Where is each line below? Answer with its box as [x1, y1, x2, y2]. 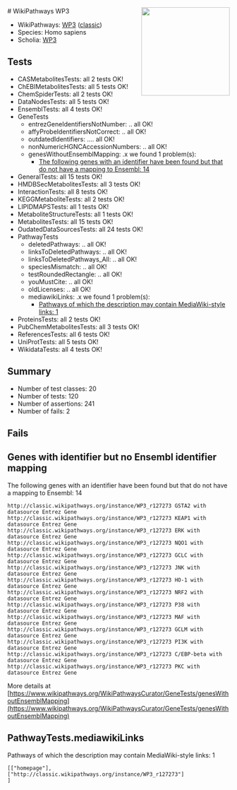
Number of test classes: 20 [17, 384, 97, 393]
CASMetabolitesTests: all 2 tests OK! [17, 74, 123, 83]
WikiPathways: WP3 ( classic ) [17, 20, 102, 29]
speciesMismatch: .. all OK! [28, 262, 107, 271]
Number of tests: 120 [17, 391, 79, 400]
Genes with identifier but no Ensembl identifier [7, 452, 217, 464]
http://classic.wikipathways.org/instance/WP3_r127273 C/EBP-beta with [7, 650, 222, 658]
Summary [7, 365, 51, 377]
